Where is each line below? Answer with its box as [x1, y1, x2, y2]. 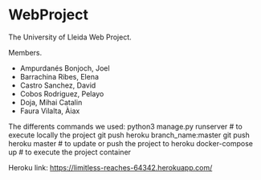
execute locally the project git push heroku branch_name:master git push [8, 130, 251, 140]
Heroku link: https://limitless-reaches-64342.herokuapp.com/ [8, 162, 213, 172]
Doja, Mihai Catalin [19, 97, 83, 107]
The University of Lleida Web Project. [8, 32, 132, 42]
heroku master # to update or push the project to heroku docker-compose [8, 138, 253, 148]
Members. [8, 47, 43, 57]
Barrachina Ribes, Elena [19, 72, 99, 81]
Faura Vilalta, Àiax [19, 106, 80, 116]
